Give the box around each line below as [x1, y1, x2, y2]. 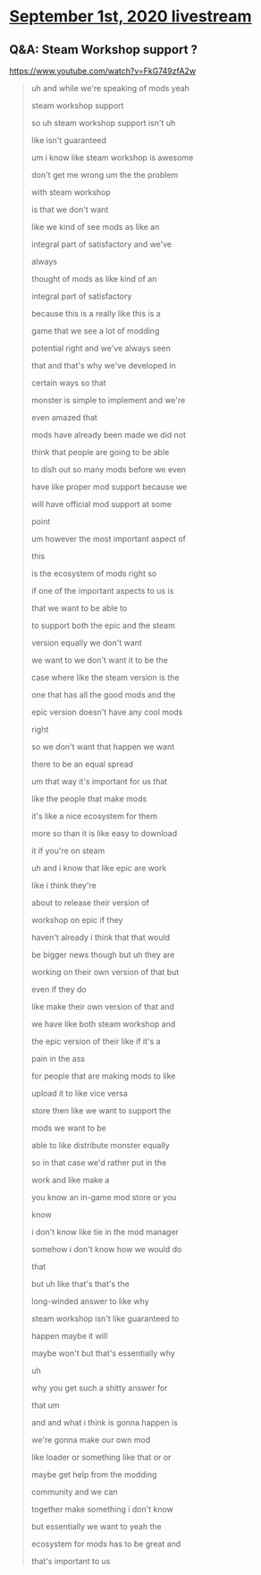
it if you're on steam [30, 845, 105, 856]
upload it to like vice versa [30, 1088, 128, 1098]
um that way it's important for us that [30, 776, 168, 786]
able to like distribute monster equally [30, 1140, 170, 1150]
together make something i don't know [30, 1504, 174, 1514]
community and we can [30, 1486, 118, 1497]
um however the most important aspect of [30, 534, 186, 544]
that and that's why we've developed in [30, 360, 176, 370]
